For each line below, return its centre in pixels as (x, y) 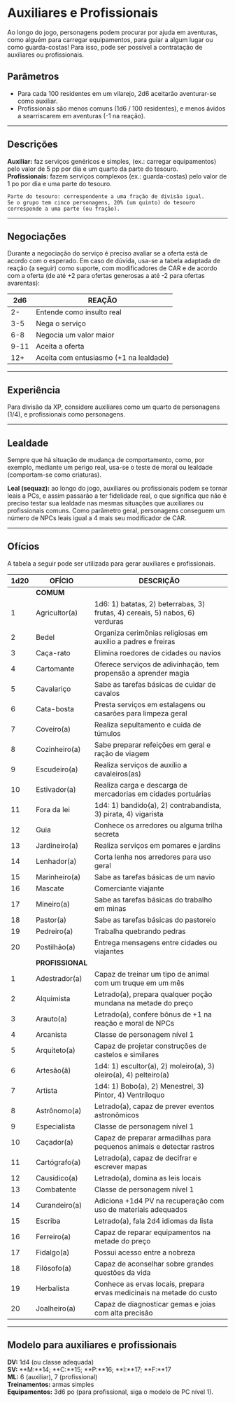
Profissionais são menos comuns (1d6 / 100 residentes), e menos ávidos (121, 108)
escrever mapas (121, 1166)
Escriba (48, 1221)
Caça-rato (54, 652)
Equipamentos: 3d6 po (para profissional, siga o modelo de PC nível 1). (110, 1392)
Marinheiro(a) (58, 877)
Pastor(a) (51, 920)
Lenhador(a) (56, 861)
